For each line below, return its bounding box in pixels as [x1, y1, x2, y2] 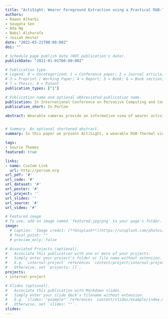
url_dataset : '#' [5, 182, 41, 187]
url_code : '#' [5, 177, 35, 182]
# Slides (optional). [5, 283, 50, 288]
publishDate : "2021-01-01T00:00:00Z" [5, 58, 84, 63]
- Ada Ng [5, 26, 23, 31]
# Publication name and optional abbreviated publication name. [5, 94, 142, 100]
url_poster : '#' [5, 186, 39, 191]
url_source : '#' [5, 200, 39, 205]
